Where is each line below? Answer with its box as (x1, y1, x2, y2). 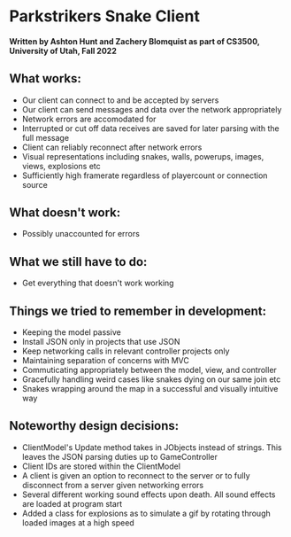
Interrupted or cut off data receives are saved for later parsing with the (21, 122, 280, 134)
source (21, 179, 49, 190)
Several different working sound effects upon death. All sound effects (21, 489, 276, 500)
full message (21, 132, 69, 143)
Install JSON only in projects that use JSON (21, 337, 180, 347)
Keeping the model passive (21, 327, 121, 338)
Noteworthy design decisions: (9, 418, 180, 433)
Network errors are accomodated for (21, 113, 157, 124)
